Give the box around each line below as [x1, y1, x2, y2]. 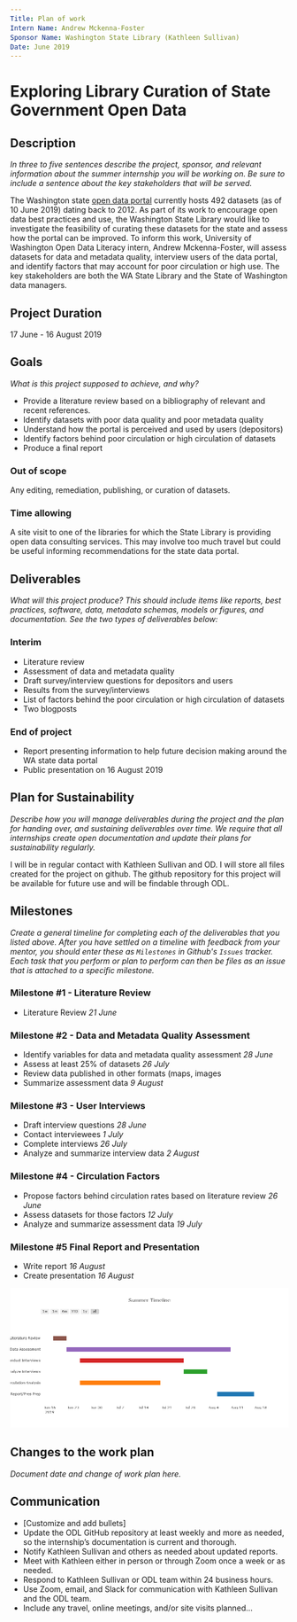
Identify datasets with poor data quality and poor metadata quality [22, 414, 264, 425]
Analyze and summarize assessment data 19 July [22, 1219, 202, 1229]
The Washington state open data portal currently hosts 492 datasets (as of [10, 195, 282, 206]
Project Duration [10, 306, 103, 321]
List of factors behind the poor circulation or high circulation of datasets [22, 694, 286, 705]
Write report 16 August [22, 1260, 105, 1271]
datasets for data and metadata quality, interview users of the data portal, [10, 252, 278, 262]
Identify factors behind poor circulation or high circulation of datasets [22, 433, 277, 443]
